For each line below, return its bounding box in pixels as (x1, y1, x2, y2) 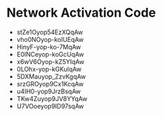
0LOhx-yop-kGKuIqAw (16, 65, 81, 73)
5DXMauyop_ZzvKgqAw (16, 72, 86, 81)
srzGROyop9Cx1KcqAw (16, 79, 84, 88)
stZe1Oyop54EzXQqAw (16, 28, 84, 36)
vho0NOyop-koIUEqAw (16, 35, 84, 43)
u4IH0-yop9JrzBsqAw (16, 87, 81, 95)
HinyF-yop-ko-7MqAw (16, 42, 81, 51)
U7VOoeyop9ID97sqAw (16, 102, 84, 110)
